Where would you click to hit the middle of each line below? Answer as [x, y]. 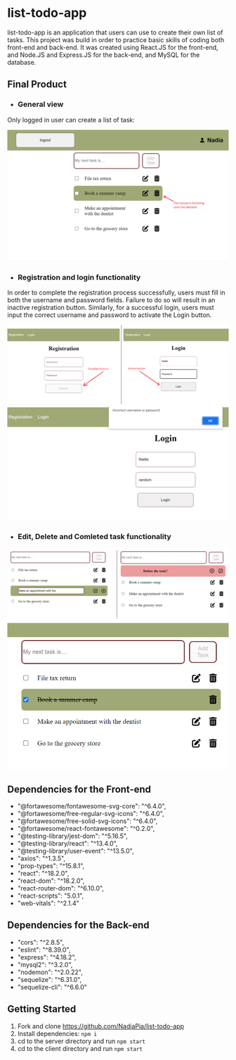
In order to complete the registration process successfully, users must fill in [117, 292]
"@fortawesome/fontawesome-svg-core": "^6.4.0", [92, 806]
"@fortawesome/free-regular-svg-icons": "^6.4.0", [91, 814]
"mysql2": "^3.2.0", [45, 964]
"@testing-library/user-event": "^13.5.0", [76, 851]
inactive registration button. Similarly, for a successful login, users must [111, 308]
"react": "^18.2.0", [43, 874]
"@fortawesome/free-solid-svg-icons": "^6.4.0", [87, 821]
